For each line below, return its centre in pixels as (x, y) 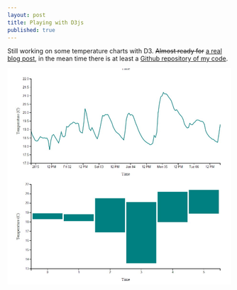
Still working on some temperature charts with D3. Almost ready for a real (115, 51)
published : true (31, 30)
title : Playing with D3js (45, 22)
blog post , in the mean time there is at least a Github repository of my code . (118, 59)
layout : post (27, 15)
